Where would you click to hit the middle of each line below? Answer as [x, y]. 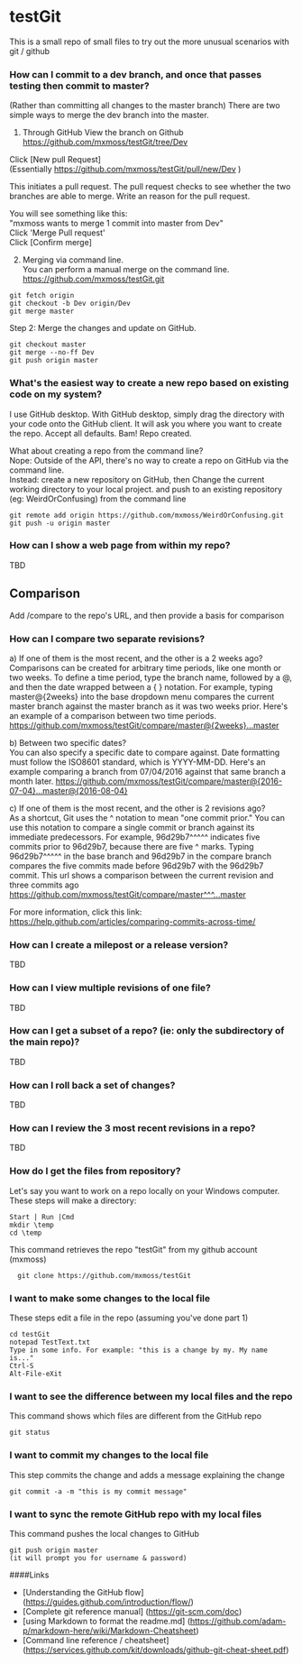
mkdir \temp [32, 1225]
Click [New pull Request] [55, 160]
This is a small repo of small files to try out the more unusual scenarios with [150, 41]
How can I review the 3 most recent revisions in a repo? [133, 1128]
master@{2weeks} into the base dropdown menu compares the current [142, 696]
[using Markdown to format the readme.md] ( [106, 1621]
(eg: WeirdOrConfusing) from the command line [98, 499]
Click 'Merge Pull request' [57, 233]
